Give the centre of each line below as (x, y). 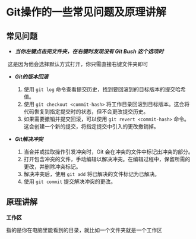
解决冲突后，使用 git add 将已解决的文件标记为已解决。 (92, 174)
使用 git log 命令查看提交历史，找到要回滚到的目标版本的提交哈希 (105, 89)
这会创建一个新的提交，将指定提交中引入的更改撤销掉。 (91, 126)
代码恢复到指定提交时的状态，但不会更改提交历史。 (86, 111)
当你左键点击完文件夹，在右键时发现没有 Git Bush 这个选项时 (89, 51)
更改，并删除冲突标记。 (52, 166)
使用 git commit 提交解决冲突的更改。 (70, 181)
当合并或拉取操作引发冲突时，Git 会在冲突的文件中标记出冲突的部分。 (108, 152)
